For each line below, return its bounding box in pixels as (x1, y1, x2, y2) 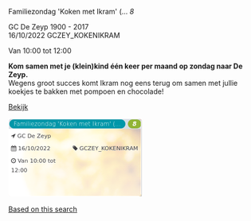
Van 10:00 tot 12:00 (8, 46, 72, 55)
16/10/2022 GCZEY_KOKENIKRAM (8, 31, 121, 40)
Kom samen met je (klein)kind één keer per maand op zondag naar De (8, 61, 243, 71)
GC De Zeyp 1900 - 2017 (8, 22, 89, 31)
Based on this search (8, 204, 78, 214)
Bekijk (8, 103, 29, 111)
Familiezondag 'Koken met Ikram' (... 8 (8, 7, 135, 16)
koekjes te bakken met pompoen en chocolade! (8, 87, 164, 96)
